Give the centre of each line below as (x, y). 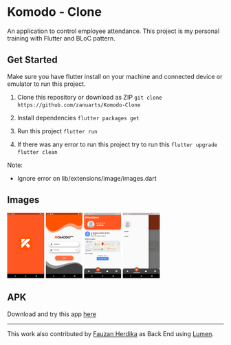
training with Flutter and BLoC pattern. (61, 38)
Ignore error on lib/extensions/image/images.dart (87, 178)
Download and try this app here (52, 314)
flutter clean (37, 152)
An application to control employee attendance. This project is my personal (113, 31)
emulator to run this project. (46, 84)
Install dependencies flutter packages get (78, 118)
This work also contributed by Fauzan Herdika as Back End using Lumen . (111, 333)
